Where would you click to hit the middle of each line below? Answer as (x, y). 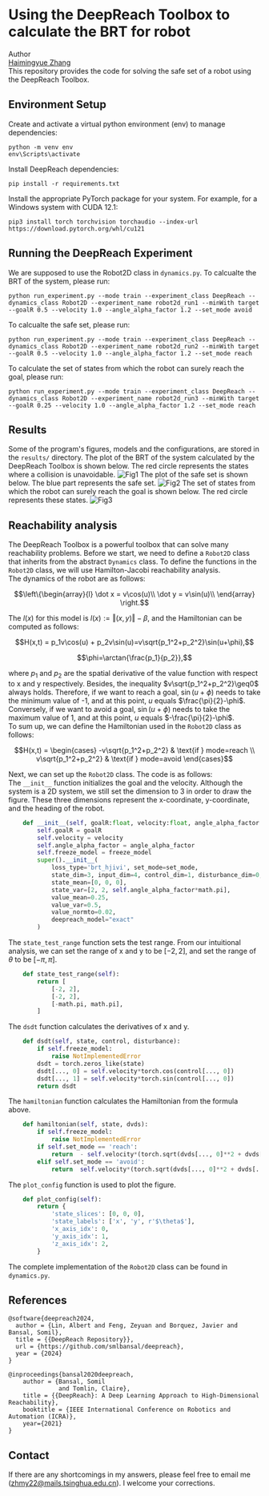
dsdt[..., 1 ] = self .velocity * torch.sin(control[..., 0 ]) (136, 1079)
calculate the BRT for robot (99, 32)
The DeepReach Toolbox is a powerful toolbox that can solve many (119, 545)
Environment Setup (57, 105)
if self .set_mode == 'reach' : (87, 1147)
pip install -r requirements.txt (64, 183)
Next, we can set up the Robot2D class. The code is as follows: (110, 774)
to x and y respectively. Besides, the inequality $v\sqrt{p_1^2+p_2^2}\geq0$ (133, 683)
